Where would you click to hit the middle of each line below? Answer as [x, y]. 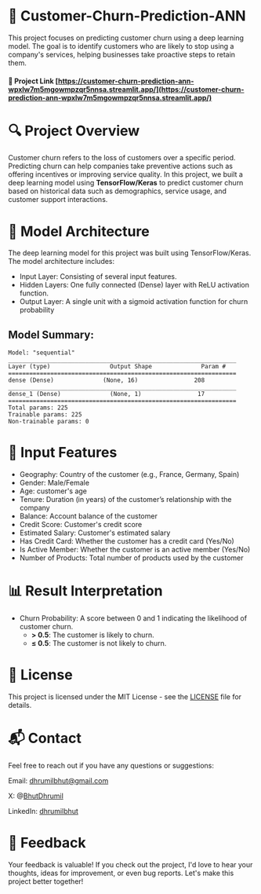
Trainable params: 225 [45, 415]
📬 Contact [45, 738]
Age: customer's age [53, 491]
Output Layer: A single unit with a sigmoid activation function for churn [134, 302]
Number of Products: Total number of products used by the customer [132, 558]
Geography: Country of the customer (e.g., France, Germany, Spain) [129, 474]
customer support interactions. [58, 200]
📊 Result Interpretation [85, 591]
